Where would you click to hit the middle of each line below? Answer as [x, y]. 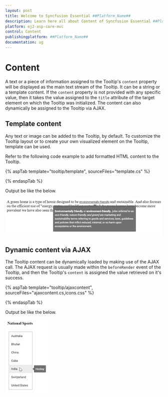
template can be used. [28, 146]
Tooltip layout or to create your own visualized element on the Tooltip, [77, 141]
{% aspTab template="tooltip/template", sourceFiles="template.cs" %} [78, 171]
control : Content [23, 32]
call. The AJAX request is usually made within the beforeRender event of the [83, 267]
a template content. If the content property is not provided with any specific [83, 92]
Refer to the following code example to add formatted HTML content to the [82, 156]
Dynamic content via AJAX [48, 250]
